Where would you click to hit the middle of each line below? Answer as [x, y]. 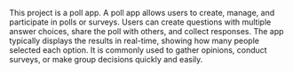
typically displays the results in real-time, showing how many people [135, 40]
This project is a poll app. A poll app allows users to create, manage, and [142, 13]
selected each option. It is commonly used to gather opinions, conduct [139, 50]
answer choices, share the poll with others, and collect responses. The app [146, 31]
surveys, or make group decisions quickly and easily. [106, 59]
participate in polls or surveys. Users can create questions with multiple [140, 22]
